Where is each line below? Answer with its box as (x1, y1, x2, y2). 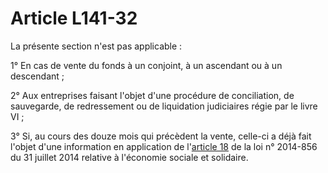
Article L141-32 (10, 7, 138, 30)
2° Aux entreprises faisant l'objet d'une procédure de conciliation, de (10, 89, 295, 101)
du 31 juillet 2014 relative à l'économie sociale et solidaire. (10, 151, 249, 163)
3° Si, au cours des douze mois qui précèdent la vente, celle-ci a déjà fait (10, 130, 312, 142)
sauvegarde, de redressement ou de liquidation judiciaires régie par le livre (10, 100, 318, 112)
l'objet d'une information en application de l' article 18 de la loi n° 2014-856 (10, 140, 318, 152)
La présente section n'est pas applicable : (10, 40, 183, 52)
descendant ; (10, 70, 65, 82)
